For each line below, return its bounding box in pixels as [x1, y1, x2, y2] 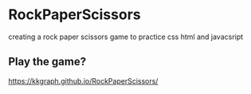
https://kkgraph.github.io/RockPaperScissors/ [8, 76, 159, 85]
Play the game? [8, 55, 86, 69]
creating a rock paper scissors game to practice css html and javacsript [8, 32, 244, 41]
